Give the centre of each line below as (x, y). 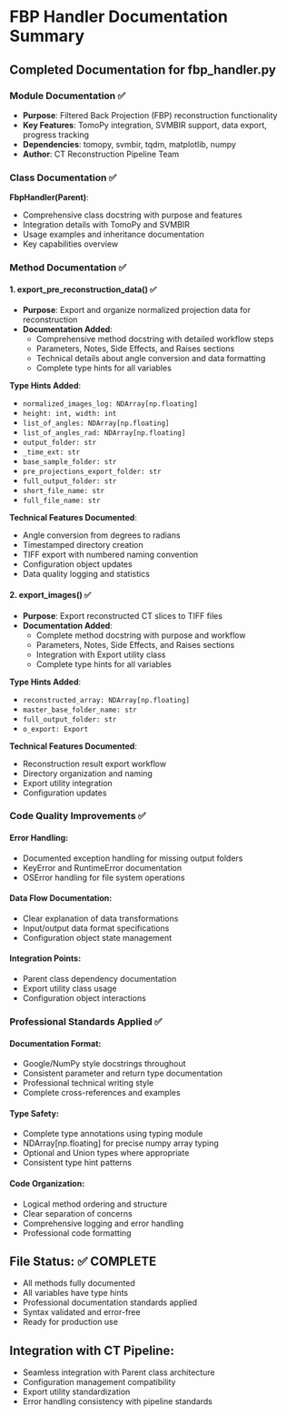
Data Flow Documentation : (61, 898)
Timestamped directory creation (83, 545)
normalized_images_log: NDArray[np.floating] (110, 404)
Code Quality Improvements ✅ (78, 816)
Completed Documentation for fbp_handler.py (143, 70)
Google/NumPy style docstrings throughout (104, 1064)
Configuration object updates (78, 564)
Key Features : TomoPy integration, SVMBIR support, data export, (145, 125)
